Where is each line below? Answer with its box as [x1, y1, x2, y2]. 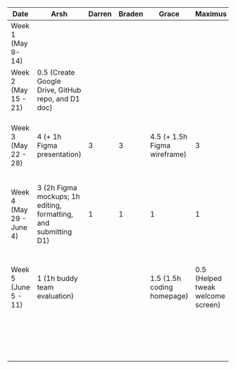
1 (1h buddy [37, 274, 79, 283]
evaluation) [37, 292, 74, 301]
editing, [37, 201, 62, 210]
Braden [118, 9, 144, 18]
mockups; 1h [37, 192, 81, 201]
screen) [195, 300, 221, 309]
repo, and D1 [37, 94, 81, 104]
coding [150, 282, 173, 292]
